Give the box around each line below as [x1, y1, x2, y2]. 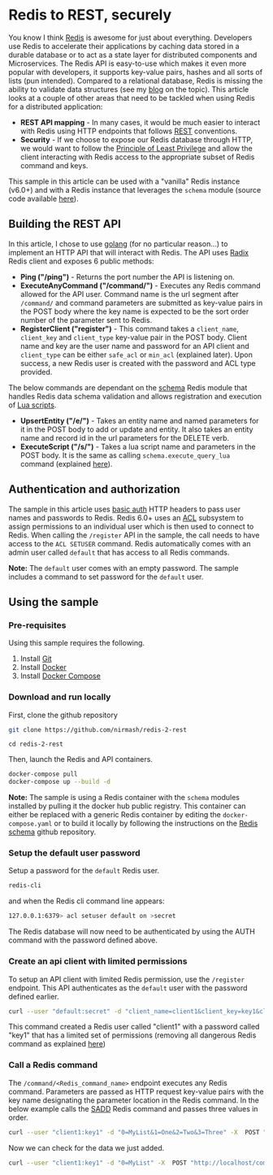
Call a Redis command [8, 1060, 98, 1071]
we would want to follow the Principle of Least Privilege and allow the [19, 143, 253, 153]
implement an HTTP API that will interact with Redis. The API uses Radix [8, 247, 249, 257]
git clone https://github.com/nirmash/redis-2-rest [8, 725, 187, 733]
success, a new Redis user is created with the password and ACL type [19, 358, 256, 368]
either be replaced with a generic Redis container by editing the [8, 810, 221, 820]
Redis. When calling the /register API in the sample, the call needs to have [8, 530, 260, 540]
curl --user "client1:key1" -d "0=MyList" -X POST [8, 1159, 187, 1167]
